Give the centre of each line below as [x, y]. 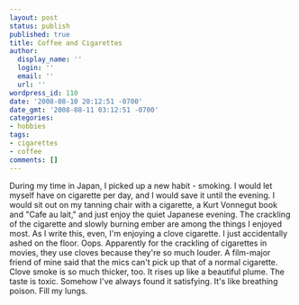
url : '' [32, 85]
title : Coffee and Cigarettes [66, 43]
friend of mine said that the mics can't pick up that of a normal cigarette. [144, 262]
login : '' [36, 68]
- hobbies [28, 127]
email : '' [36, 76]
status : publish [40, 26]
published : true [40, 34]
